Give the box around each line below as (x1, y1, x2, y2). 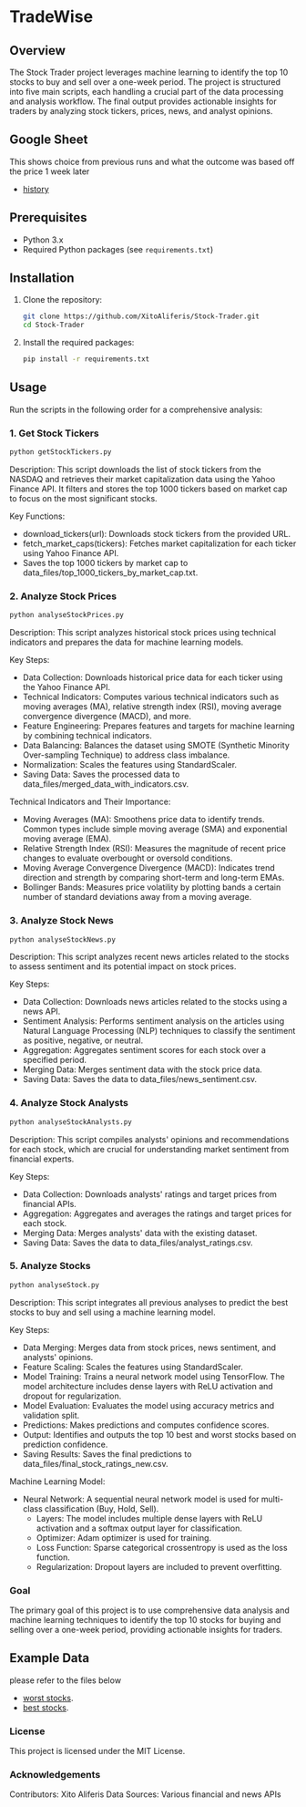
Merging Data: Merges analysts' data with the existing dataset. (22, 1227, 258, 1238)
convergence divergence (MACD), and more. (22, 711, 191, 722)
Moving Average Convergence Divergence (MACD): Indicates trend (22, 862, 275, 873)
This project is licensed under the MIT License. (9, 1746, 186, 1757)
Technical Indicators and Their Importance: (9, 796, 171, 808)
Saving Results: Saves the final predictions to (22, 1448, 192, 1460)
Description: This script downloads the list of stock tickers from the (9, 464, 262, 475)
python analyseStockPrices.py (9, 611, 125, 620)
